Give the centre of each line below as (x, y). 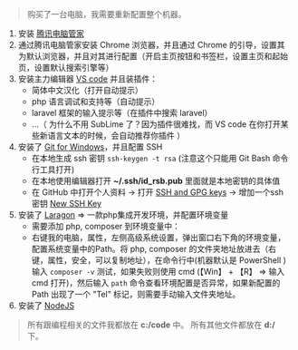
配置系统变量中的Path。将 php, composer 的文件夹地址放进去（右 (154, 249)
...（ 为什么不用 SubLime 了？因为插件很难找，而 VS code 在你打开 (156, 124)
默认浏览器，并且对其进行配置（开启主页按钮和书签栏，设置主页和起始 (157, 56)
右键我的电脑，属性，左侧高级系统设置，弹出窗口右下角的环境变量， (159, 238)
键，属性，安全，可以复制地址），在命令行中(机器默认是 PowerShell (156, 260)
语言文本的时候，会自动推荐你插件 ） (116, 136)
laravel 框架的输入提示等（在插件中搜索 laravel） (122, 113)
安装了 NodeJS (46, 306)
